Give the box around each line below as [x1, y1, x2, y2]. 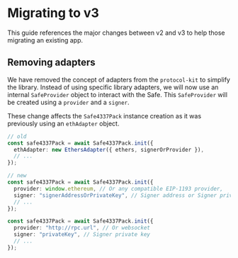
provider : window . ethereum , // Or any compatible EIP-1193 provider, [13, 185, 223, 192]
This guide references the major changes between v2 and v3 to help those [7, 28, 225, 37]
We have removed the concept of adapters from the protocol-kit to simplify [7, 75, 230, 84]
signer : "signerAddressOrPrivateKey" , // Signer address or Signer [13, 191, 217, 199]
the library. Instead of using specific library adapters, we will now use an [7, 83, 219, 91]
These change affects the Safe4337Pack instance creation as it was [7, 111, 202, 120]
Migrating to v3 [7, 5, 99, 21]
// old [7, 133, 27, 140]
